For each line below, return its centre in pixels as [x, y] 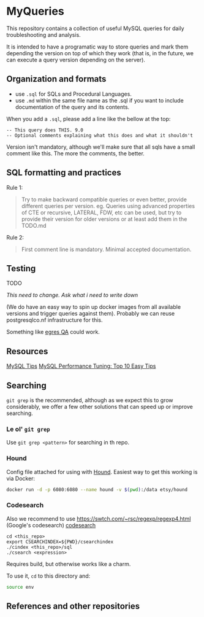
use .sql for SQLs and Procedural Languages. [73, 94]
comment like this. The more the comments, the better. [76, 153]
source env [20, 587]
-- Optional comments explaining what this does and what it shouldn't [100, 135]
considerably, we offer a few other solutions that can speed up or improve [100, 407]
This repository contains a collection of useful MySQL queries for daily [96, 28]
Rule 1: [15, 187]
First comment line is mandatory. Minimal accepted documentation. [106, 249]
